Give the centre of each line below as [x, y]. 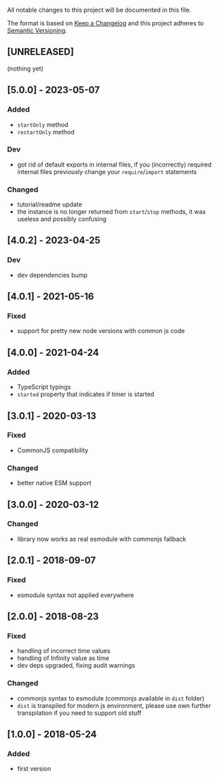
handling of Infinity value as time [63, 658]
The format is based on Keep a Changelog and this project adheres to [106, 23]
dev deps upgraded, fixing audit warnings [76, 666]
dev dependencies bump [52, 275]
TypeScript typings [44, 387]
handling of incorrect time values [64, 651]
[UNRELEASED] [40, 52]
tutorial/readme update [49, 204]
